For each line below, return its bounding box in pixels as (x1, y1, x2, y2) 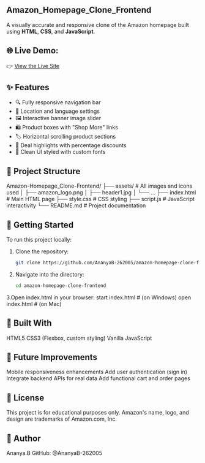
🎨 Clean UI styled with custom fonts (15, 148, 106, 156)
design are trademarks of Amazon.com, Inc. (6, 415, 117, 423)
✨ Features (6, 82, 50, 93)
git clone (15, 260, 41, 266)
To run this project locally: (6, 236, 72, 243)
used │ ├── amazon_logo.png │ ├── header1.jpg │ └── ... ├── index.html (6, 189, 196, 196)
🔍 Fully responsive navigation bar (15, 99, 101, 106)
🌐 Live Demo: (6, 45, 59, 56)
